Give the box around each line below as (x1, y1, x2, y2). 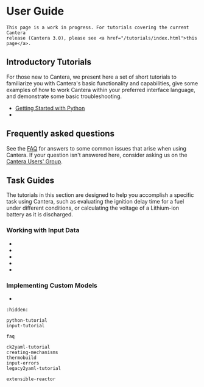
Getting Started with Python (15, 104, 85, 112)
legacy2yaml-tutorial (6, 365, 62, 371)
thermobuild (6, 355, 37, 361)
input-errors (6, 360, 40, 366)
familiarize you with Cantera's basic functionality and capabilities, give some (6, 79, 199, 87)
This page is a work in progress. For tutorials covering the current (6, 24, 189, 30)
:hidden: (6, 307, 29, 313)
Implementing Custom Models (6, 281, 97, 289)
